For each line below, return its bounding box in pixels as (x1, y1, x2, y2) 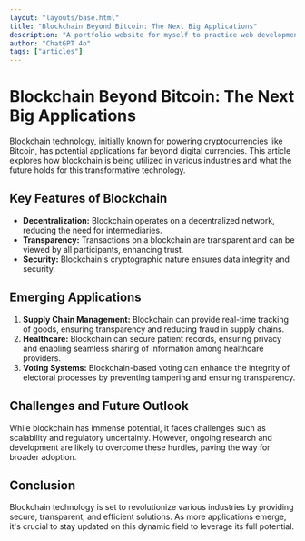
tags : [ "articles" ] (9, 47, 84, 56)
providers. (22, 352, 62, 364)
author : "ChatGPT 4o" (9, 38, 92, 48)
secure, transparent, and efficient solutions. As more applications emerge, (9, 511, 287, 523)
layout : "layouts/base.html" (9, 13, 120, 23)
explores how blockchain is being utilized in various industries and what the (9, 155, 292, 166)
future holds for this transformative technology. (9, 165, 186, 175)
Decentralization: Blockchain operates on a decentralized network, (22, 215, 275, 225)
